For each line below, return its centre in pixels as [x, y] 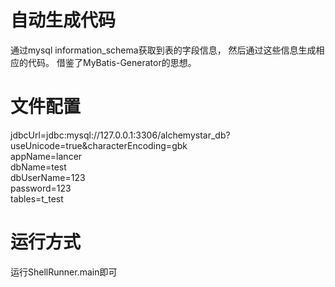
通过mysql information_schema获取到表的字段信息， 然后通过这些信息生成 [163, 50]
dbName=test [38, 167]
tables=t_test [37, 198]
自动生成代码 [63, 20]
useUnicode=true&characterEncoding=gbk [99, 145]
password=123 [41, 188]
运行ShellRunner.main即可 [64, 272]
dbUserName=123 [48, 177]
